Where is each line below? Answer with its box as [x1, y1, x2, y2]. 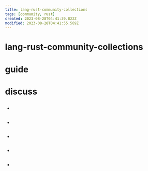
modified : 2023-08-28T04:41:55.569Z [5, 20, 79, 26]
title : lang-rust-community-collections [5, 7, 88, 12]
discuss [5, 86, 38, 97]
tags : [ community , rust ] [5, 12, 55, 17]
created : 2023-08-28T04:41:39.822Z [5, 16, 77, 21]
